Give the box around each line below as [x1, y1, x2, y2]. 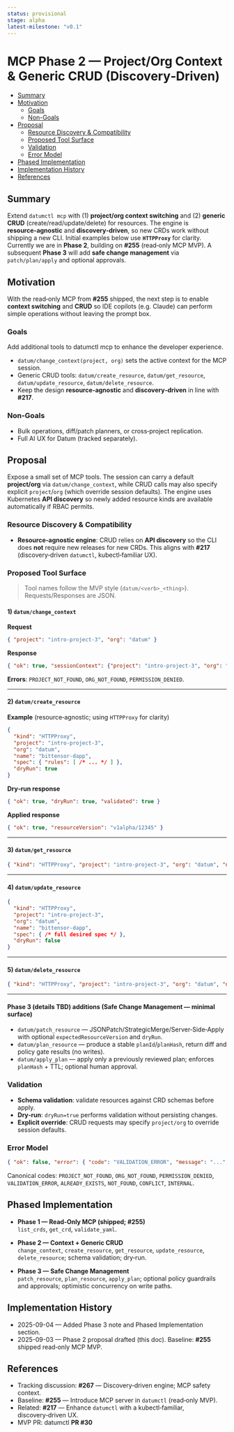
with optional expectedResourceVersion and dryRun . [17, 1033, 163, 1041]
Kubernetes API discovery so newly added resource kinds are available [7, 495, 213, 503]
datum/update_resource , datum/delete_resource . [17, 378, 155, 387]
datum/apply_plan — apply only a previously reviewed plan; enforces [17, 1055, 214, 1064]
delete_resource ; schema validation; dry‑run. [17, 1253, 147, 1262]
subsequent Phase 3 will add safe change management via [7, 248, 180, 257]
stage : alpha [7, 17, 45, 24]
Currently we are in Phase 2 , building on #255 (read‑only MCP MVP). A [7, 241, 212, 250]
